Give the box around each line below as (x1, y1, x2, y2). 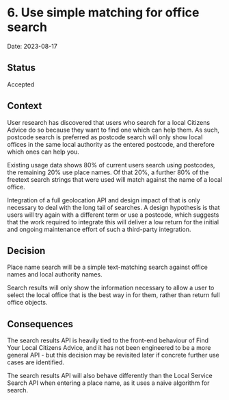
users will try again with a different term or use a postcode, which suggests (7, 211, 219, 219)
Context (7, 100, 42, 112)
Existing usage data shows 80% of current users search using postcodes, (7, 161, 215, 169)
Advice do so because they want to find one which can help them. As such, (7, 126, 220, 134)
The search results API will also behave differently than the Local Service (7, 372, 213, 380)
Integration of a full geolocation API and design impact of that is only (7, 196, 200, 204)
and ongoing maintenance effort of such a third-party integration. (7, 225, 191, 233)
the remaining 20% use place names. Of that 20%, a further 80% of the (7, 168, 209, 176)
